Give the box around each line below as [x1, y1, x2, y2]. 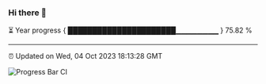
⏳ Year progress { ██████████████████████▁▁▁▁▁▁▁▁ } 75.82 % [8, 25, 253, 35]
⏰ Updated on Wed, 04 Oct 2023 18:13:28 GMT [8, 52, 163, 61]
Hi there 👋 [8, 7, 47, 18]
